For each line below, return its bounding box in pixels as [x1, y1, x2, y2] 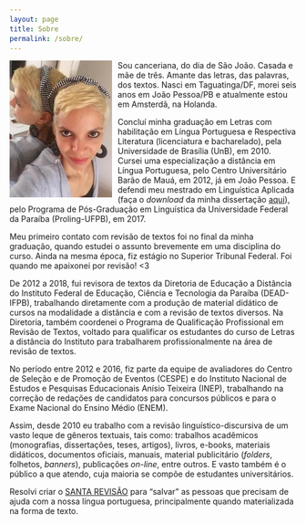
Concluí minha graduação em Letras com [117, 117, 272, 128]
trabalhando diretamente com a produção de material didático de [34, 298, 279, 309]
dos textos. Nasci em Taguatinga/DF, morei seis [117, 79, 297, 90]
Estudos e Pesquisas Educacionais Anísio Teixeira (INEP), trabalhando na [9, 383, 284, 394]
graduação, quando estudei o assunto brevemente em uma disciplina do [9, 241, 280, 252]
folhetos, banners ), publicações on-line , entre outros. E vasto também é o [9, 459, 287, 470]
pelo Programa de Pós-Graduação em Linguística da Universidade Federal [9, 204, 289, 215]
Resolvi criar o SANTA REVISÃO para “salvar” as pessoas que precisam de [9, 487, 290, 498]
